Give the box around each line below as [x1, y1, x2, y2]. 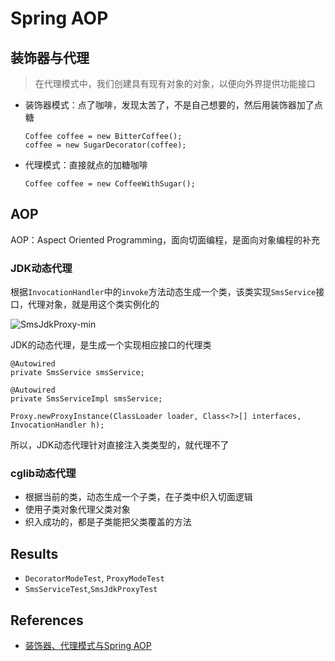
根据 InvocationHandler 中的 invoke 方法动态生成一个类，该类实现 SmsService [10, 286, 317, 298]
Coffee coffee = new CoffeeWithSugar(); [24, 179, 196, 189]
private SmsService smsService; [10, 368, 145, 378]
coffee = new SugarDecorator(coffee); [24, 140, 187, 150]
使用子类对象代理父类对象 [24, 503, 131, 516]
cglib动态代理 [10, 467, 77, 481]
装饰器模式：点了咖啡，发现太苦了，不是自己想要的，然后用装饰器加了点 [24, 99, 323, 111]
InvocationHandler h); [10, 420, 105, 431]
